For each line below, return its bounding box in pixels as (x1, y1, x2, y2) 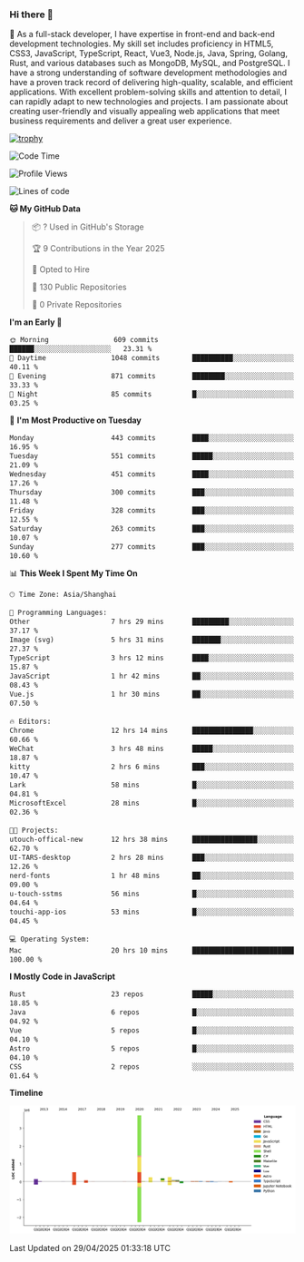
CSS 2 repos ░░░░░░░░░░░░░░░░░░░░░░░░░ (9, 1062, 295, 1071)
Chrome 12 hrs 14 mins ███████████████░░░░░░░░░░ (9, 726, 295, 736)
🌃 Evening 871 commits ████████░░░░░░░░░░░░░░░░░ (9, 372, 295, 381)
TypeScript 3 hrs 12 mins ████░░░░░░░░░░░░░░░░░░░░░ (9, 653, 295, 663)
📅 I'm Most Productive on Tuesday (9, 415, 142, 426)
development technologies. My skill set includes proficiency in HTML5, (9, 38, 274, 49)
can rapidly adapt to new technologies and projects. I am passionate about (9, 96, 289, 107)
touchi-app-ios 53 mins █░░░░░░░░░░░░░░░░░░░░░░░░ (9, 907, 295, 917)
